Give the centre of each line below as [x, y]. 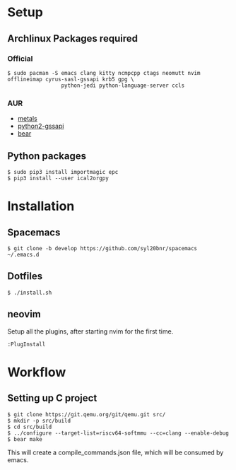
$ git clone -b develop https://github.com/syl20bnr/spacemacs [102, 248]
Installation [41, 206]
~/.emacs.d [23, 254]
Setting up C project [52, 398]
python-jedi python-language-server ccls [123, 86]
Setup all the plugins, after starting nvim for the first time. [90, 331]
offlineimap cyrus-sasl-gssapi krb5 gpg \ [71, 79]
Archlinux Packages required [72, 39]
